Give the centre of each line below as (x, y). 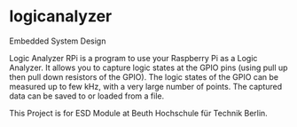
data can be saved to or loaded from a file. (87, 96)
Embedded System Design (58, 41)
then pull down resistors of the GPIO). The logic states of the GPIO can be (144, 76)
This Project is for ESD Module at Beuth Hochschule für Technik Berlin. (138, 113)
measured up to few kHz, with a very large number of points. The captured (146, 86)
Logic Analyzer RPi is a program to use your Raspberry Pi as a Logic (133, 58)
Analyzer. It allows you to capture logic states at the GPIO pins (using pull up (148, 67)
